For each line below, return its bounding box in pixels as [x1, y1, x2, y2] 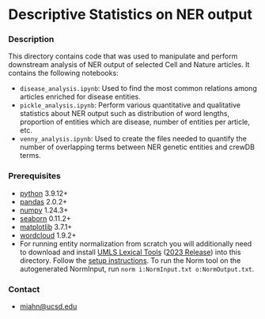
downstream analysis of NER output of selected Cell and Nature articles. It [8, 60, 250, 69]
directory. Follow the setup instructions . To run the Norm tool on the [19, 255, 241, 265]
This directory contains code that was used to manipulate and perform [8, 51, 238, 61]
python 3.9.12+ [19, 188, 69, 198]
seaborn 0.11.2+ [19, 213, 71, 223]
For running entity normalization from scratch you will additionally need [19, 238, 252, 248]
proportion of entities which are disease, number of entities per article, [19, 117, 251, 127]
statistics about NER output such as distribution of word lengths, [19, 109, 230, 118]
